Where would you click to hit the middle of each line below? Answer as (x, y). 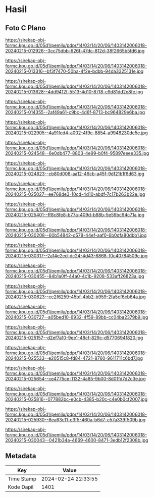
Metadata (21, 456)
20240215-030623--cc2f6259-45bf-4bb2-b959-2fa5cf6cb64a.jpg (75, 297)
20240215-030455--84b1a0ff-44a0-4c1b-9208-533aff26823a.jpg (75, 276)
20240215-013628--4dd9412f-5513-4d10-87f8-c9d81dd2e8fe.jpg (74, 92)
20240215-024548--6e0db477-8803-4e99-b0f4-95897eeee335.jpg (77, 153)
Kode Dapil (21, 487)
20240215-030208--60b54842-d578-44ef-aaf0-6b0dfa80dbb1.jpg (76, 235)
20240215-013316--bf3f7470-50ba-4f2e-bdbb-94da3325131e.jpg (74, 71)
